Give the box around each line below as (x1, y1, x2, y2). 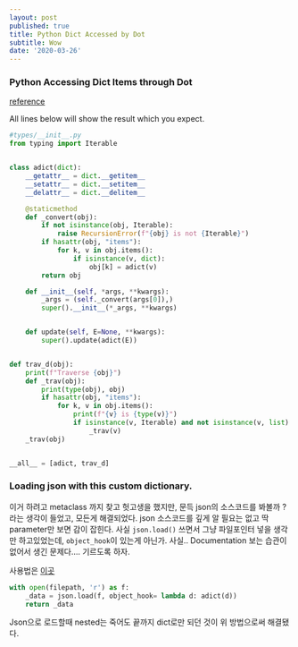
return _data (25, 600, 74, 609)
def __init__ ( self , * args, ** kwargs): (25, 287, 170, 296)
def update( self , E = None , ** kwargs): (25, 328, 166, 336)
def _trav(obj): (25, 377, 87, 386)
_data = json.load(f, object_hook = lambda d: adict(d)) (25, 592, 238, 600)
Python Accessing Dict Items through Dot (9, 76, 194, 89)
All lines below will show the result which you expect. (9, 114, 205, 124)
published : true (9, 21, 70, 30)
